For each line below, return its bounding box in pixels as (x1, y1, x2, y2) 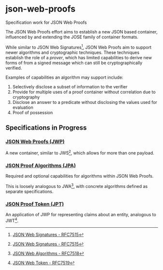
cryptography (12, 94, 40, 100)
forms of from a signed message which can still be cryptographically (5, 60, 143, 66)
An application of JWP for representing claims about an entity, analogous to (5, 212, 156, 218)
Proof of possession (12, 109, 53, 115)
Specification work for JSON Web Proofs (5, 19, 87, 25)
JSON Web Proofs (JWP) (5, 138, 65, 145)
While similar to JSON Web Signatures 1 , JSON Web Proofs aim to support (5, 43, 152, 50)
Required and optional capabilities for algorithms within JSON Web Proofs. (5, 173, 154, 179)
